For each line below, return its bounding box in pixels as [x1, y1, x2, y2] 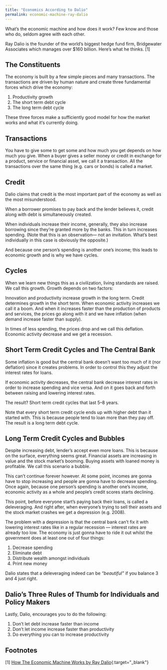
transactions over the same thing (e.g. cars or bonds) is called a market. [5, 163, 153, 169]
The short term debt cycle [12, 99, 66, 105]
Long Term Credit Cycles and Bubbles [5, 434, 125, 442]
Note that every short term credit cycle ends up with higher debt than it [5, 409, 151, 415]
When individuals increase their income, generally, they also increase [5, 221, 148, 227]
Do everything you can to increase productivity [12, 631, 109, 637]
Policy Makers [5, 598, 50, 606]
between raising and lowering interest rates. [5, 389, 96, 395]
